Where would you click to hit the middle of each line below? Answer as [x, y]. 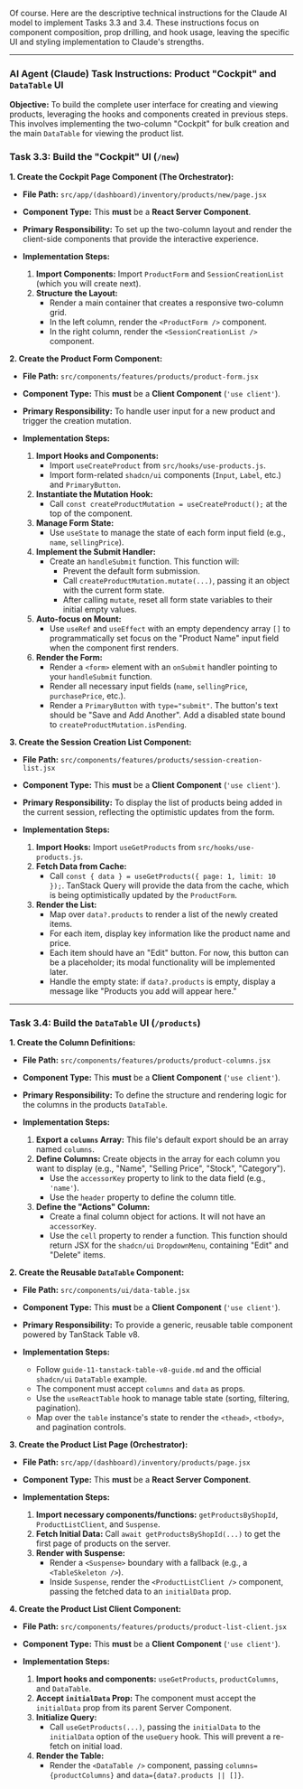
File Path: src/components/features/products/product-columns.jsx [147, 1060]
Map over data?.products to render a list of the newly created [164, 914]
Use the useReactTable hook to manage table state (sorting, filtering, [163, 1398]
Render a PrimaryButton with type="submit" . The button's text [164, 705]
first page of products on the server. [103, 1543]
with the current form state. [114, 590]
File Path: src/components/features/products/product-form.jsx [140, 376]
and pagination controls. [81, 1427]
